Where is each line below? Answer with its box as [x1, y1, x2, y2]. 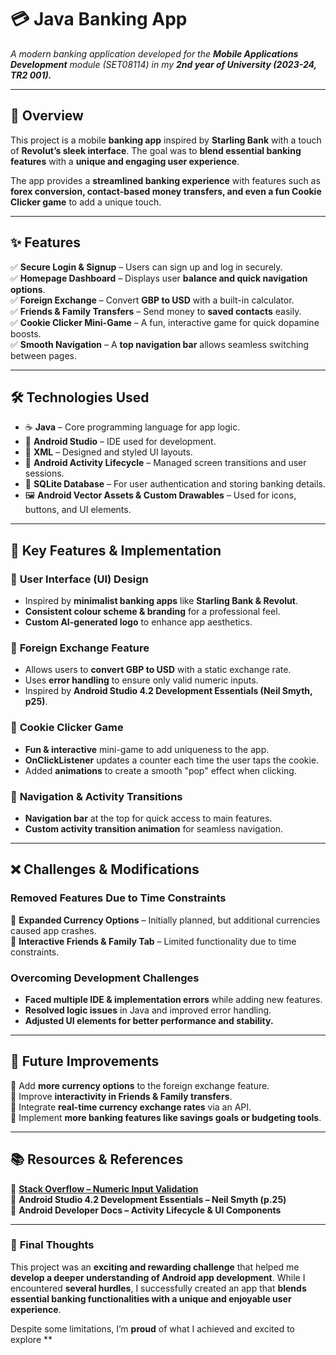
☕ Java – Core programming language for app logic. [24, 421, 241, 433]
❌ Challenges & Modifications [10, 861, 200, 878]
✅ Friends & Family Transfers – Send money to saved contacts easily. [10, 305, 302, 317]
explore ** [10, 1333, 53, 1345]
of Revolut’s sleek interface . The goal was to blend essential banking [10, 144, 302, 156]
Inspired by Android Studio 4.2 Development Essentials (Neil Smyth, [24, 685, 313, 697]
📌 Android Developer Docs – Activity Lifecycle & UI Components [10, 1204, 282, 1216]
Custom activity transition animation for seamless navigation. [24, 822, 284, 835]
